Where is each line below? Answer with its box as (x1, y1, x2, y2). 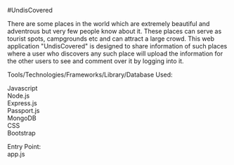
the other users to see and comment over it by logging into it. (7, 57, 184, 65)
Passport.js (7, 107, 40, 114)
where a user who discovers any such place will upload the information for (7, 49, 223, 58)
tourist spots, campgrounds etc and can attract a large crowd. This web (7, 34, 215, 43)
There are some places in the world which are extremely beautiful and (7, 20, 210, 27)
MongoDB (7, 114, 37, 122)
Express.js (7, 99, 37, 107)
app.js (7, 150, 25, 158)
